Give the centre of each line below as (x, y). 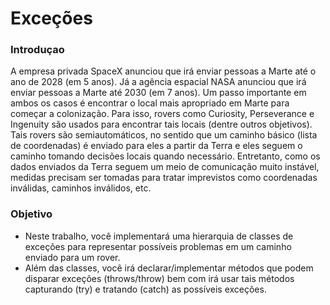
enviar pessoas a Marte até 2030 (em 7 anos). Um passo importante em (158, 93)
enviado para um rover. (72, 257)
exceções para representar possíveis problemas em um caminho (158, 246)
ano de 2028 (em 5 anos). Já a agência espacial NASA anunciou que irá (158, 82)
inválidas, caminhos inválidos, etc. (81, 188)
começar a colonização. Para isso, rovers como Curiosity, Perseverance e (162, 114)
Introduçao (37, 50)
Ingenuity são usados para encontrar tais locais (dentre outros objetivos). (161, 124)
